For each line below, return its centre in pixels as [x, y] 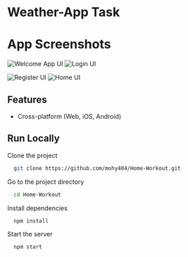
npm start [28, 247]
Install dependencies [38, 208]
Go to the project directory [46, 182]
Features [27, 99]
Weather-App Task [64, 12]
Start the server [30, 234]
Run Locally [33, 139]
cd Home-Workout [37, 195]
